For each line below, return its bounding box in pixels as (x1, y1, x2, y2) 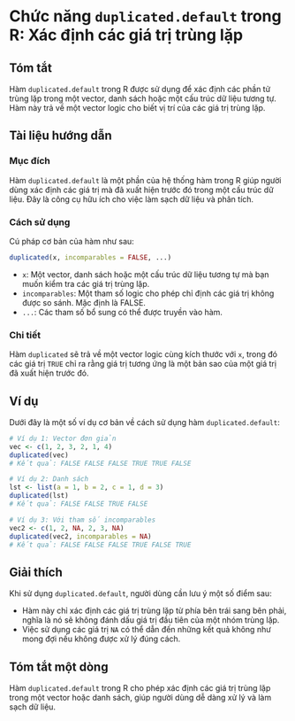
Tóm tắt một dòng (9, 659, 109, 674)
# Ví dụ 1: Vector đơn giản (9, 434, 117, 443)
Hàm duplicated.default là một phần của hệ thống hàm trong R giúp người (9, 174, 282, 185)
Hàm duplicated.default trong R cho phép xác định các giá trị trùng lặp (9, 683, 271, 694)
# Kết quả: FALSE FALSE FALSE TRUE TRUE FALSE (9, 459, 192, 468)
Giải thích (9, 564, 64, 579)
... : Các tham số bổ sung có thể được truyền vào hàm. (21, 306, 223, 317)
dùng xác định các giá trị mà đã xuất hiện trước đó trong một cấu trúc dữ (9, 184, 274, 195)
